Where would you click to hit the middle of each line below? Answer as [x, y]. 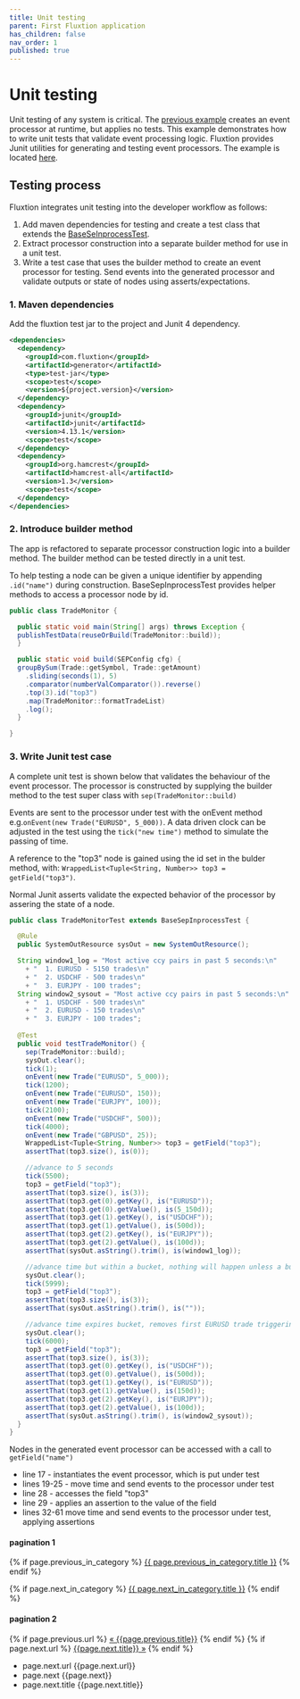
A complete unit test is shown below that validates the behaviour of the [140, 776]
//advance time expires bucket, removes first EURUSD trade [139, 1325]
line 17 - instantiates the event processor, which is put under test [141, 1475]
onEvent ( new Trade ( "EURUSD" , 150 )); [94, 1094]
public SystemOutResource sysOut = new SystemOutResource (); [133, 945]
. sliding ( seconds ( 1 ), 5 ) [71, 676]
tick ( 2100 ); [47, 1110]
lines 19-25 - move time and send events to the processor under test [148, 1484]
